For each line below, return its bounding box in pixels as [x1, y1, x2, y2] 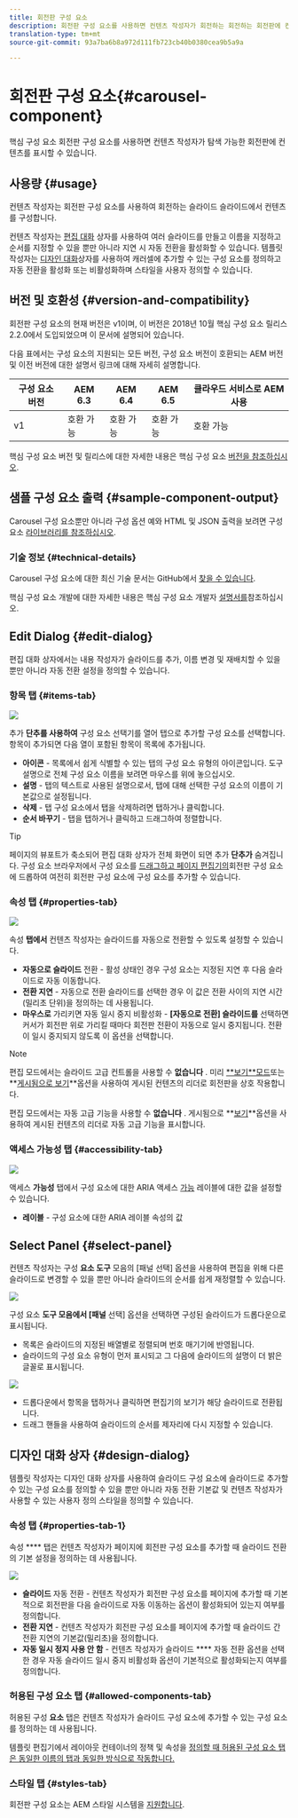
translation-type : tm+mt [9, 29, 101, 38]
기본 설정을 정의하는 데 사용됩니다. [18, 1553, 137, 1563]
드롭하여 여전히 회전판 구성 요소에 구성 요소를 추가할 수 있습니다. [18, 872, 241, 882]
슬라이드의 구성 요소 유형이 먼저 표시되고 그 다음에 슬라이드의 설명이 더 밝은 [21, 1350, 283, 1361]
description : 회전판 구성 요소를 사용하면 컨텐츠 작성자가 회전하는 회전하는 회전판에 [9, 21, 281, 30]
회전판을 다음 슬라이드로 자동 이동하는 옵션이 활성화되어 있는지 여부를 [45, 1599, 286, 1609]
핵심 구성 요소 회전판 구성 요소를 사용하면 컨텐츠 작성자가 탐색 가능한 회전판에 [9, 137, 277, 147]
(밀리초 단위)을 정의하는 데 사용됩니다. [21, 998, 153, 1008]
